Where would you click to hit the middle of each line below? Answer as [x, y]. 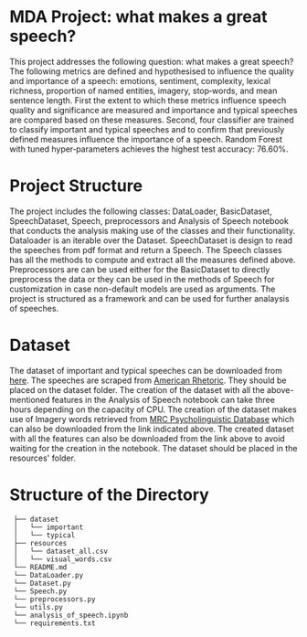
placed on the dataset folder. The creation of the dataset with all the [137, 389]
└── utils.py [38, 607]
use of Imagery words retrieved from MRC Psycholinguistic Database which [152, 419]
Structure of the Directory [110, 494]
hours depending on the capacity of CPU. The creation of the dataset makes [153, 409]
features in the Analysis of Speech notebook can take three [164, 399]
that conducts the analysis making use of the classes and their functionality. [153, 230]
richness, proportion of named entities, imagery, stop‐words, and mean [143, 90]
